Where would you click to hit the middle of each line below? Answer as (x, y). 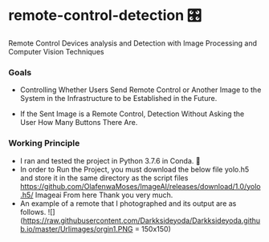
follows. (33, 212)
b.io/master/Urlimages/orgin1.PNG (76, 228)
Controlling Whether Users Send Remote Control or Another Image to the (141, 90)
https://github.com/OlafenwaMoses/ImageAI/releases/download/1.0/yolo (140, 186)
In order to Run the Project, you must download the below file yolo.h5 (134, 169)
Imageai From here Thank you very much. (104, 195)
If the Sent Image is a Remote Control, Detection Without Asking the (132, 114)
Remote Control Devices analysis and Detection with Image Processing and (133, 43)
